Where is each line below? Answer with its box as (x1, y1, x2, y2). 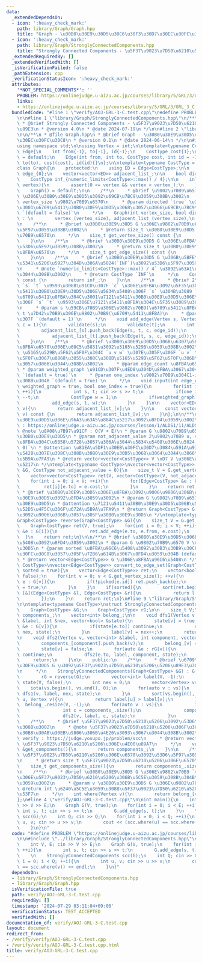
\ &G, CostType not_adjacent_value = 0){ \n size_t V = (17, 467, 165, 473)
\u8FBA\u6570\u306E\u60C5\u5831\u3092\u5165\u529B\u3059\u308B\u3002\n (17, 344, 200, 350)
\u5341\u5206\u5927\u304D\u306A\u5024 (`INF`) (17, 260, 133, 266)
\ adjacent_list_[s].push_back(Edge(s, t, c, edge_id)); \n (17, 327, 187, 334)
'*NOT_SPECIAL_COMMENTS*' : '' (17, 87, 93, 93)
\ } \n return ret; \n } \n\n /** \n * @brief (17, 534, 130, 540)
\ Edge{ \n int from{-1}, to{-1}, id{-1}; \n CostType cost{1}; (17, 148, 192, 154)
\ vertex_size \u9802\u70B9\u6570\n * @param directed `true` (17, 199, 187, 205)
